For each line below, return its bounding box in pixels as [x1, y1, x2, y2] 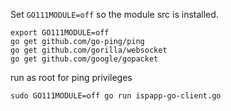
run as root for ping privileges [10, 72, 133, 83]
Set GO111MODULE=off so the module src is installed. [10, 9, 219, 20]
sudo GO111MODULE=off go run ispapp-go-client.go [10, 91, 222, 101]
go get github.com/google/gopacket [10, 54, 159, 64]
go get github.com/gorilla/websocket [10, 45, 168, 55]
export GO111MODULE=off [10, 28, 110, 38]
